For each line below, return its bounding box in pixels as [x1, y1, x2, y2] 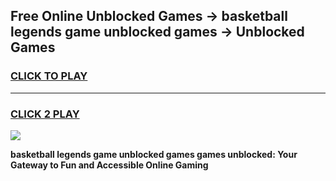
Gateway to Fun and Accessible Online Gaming [10, 159, 209, 171]
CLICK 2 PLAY [10, 107, 80, 121]
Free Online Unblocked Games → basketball [10, 8, 288, 25]
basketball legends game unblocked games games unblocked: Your [10, 148, 298, 160]
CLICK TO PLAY [10, 69, 88, 83]
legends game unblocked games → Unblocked [10, 24, 305, 41]
